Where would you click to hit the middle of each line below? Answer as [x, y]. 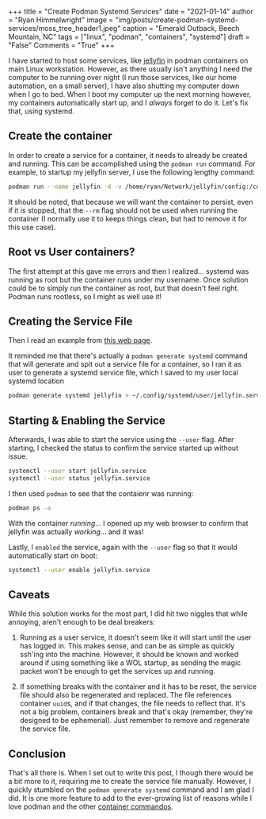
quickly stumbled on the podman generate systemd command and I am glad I [131, 790]
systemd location [36, 381]
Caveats [29, 594]
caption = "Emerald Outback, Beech [181, 28]
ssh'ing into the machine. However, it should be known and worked [129, 655]
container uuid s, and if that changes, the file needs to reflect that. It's [133, 704]
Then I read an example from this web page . [80, 340]
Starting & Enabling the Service [87, 420]
